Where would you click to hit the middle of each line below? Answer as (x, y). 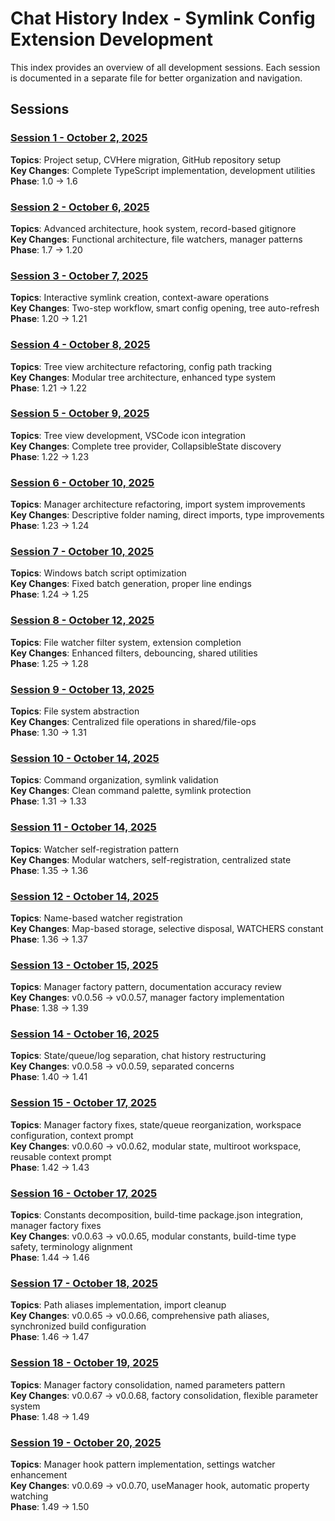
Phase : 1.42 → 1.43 (50, 1167)
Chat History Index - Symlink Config (163, 18)
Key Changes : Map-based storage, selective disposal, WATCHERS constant (167, 928)
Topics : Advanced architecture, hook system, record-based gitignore (153, 228)
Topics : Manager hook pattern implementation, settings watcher (143, 1464)
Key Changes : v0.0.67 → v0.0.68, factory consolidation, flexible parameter (164, 1395)
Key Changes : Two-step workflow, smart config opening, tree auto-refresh (165, 308)
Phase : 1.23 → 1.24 (50, 526)
